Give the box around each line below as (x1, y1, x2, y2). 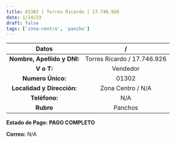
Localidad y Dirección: (11, 84, 77, 93)
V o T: (35, 64, 53, 73)
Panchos (113, 103, 138, 112)
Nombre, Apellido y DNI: (9, 55, 80, 63)
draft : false (6, 20, 39, 26)
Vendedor (112, 64, 140, 73)
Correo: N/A (6, 130, 37, 138)
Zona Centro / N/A (100, 84, 152, 93)
